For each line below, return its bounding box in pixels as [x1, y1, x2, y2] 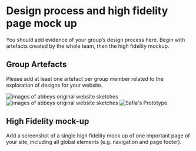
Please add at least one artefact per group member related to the [6, 75, 164, 82]
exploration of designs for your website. [6, 81, 103, 88]
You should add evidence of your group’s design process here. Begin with [6, 36, 185, 43]
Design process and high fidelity [6, 4, 168, 18]
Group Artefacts [6, 60, 67, 70]
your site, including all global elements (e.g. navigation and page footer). [6, 138, 182, 145]
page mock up [6, 17, 78, 30]
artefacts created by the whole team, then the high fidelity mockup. [6, 42, 170, 50]
